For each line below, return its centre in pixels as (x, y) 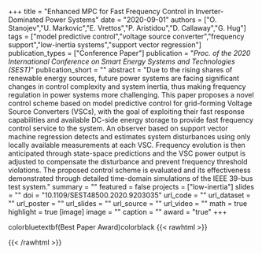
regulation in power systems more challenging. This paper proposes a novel (131, 95)
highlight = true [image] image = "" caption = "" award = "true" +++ (118, 212)
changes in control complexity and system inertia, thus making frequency (127, 87)
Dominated (26, 20)
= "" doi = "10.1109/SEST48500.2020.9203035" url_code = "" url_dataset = (129, 195)
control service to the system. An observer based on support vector (118, 128)
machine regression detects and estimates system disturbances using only (129, 136)
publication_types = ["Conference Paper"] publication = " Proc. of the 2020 (129, 53)
